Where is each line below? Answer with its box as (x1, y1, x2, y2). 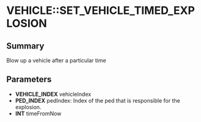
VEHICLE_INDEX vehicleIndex (15, 90, 92, 98)
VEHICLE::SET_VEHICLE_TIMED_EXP (6, 4, 196, 18)
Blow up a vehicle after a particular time (6, 57, 106, 64)
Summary (6, 41, 45, 51)
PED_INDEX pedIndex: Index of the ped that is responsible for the (15, 97, 180, 104)
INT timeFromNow (15, 110, 62, 117)
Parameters (6, 74, 52, 85)
